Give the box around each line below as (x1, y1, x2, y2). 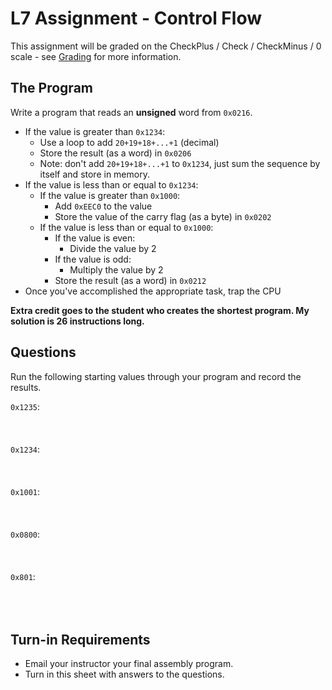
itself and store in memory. (39, 168, 150, 180)
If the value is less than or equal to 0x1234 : (24, 178, 199, 191)
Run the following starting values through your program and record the (10, 370, 302, 382)
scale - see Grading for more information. (10, 50, 182, 62)
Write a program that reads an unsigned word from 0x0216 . (10, 106, 253, 118)
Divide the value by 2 (69, 242, 157, 254)
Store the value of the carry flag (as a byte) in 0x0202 (54, 210, 272, 222)
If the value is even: (54, 232, 136, 244)
